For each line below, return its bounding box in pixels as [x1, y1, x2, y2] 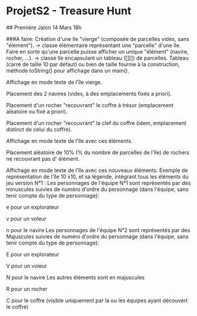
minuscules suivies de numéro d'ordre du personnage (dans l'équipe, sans [6, 186, 189, 193]
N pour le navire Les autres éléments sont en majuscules [6, 274, 145, 281]
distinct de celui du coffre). [6, 126, 72, 133]
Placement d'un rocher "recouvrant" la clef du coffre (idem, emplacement [6, 119, 187, 126]
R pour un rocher [6, 285, 48, 292]
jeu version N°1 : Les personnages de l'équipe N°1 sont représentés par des [6, 179, 191, 186]
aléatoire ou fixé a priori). [6, 108, 68, 115]
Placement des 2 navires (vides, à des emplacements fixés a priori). [6, 90, 172, 97]
